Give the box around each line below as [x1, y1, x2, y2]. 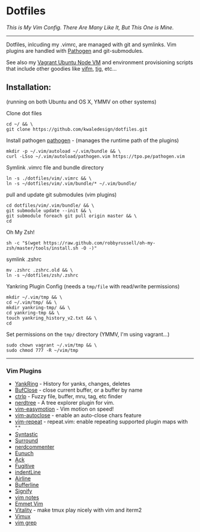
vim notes [14, 494, 39, 501]
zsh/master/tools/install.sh [6, 245, 79, 251]
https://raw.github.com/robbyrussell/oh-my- [43, 240, 156, 246]
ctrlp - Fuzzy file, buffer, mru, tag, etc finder [14, 393, 123, 400]
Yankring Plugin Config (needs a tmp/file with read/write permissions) [6, 282, 180, 289]
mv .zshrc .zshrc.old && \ [6, 267, 73, 273]
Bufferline [14, 481, 39, 489]
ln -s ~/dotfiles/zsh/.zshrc [6, 272, 79, 278]
